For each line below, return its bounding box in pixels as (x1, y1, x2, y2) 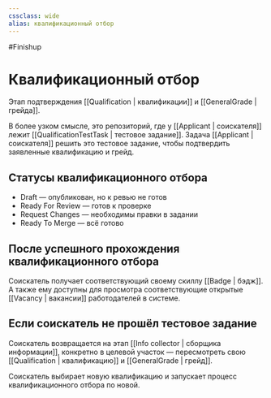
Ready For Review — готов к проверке (19, 201, 152, 211)
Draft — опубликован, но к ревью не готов (19, 193, 168, 202)
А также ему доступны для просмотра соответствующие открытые (8, 285, 243, 295)
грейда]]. (8, 106, 41, 115)
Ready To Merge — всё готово (19, 218, 124, 228)
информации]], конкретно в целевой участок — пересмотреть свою (8, 347, 246, 357)
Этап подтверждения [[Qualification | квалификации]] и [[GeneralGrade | (8, 97, 257, 106)
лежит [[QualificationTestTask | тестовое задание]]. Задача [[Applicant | (8, 130, 254, 140)
